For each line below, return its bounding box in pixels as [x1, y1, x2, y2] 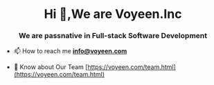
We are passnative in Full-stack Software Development [18, 31, 208, 41]
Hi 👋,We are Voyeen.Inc [44, 6, 182, 22]
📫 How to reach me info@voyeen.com [13, 47, 127, 55]
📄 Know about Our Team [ [13, 63, 88, 71]
